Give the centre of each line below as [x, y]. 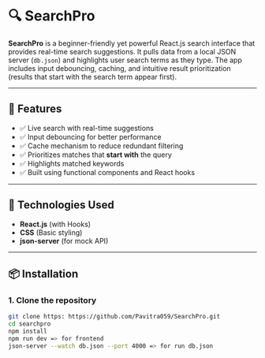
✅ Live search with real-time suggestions [86, 128]
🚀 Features [35, 109]
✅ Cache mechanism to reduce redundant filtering [101, 145]
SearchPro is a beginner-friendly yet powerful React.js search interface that [132, 43]
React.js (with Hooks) [55, 224]
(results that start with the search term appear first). [93, 76]
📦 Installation [43, 274]
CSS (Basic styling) [51, 232]
